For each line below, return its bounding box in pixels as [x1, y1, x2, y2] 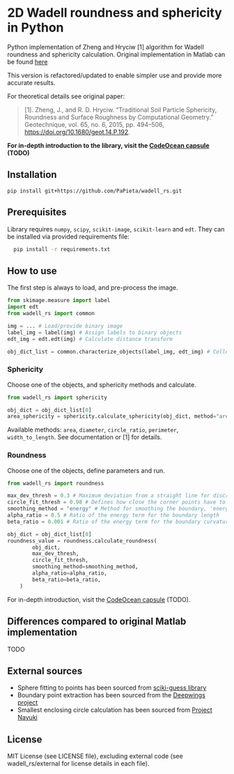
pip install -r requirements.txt [13, 245, 111, 252]
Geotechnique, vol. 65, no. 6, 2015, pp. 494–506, [24, 120, 165, 128]
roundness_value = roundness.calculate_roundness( [7, 537, 157, 545]
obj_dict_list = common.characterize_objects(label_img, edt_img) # [7, 348, 210, 355]
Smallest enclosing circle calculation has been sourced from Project [17, 706, 212, 714]
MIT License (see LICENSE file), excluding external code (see [7, 752, 183, 761]
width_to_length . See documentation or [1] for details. [7, 433, 162, 441]
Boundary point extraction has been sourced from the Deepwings [17, 691, 205, 699]
